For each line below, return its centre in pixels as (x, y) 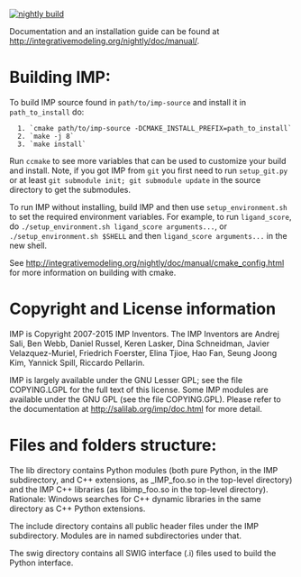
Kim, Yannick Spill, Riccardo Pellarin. (77, 362)
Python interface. (41, 563)
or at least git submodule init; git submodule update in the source (135, 179)
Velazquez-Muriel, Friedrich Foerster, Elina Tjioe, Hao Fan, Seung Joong (143, 353)
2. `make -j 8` (46, 136)
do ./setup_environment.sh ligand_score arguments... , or (119, 226)
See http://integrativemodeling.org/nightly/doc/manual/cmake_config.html (147, 262)
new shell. (28, 245)
